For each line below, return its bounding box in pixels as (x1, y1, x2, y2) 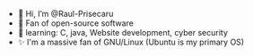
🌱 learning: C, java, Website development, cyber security (17, 28, 229, 37)
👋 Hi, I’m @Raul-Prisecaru (17, 9, 114, 19)
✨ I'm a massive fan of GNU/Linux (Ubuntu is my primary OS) (17, 36, 245, 47)
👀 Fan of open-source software (17, 18, 135, 28)
